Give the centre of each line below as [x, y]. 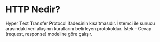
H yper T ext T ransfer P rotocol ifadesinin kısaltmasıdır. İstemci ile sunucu [80, 23]
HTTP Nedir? [33, 9]
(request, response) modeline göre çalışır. [49, 34]
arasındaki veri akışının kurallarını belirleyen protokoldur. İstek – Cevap [78, 28]
